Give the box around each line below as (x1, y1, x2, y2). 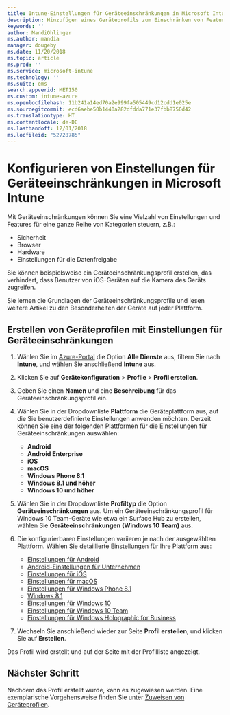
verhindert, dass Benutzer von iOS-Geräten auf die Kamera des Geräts (7, 276, 207, 284)
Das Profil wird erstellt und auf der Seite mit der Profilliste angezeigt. (7, 648, 201, 656)
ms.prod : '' (7, 61, 41, 68)
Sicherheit (16, 234, 47, 242)
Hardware (16, 248, 46, 256)
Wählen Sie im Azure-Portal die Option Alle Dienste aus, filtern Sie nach (16, 353, 220, 361)
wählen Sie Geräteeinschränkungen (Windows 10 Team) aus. (16, 521, 194, 530)
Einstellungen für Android (27, 556, 99, 563)
